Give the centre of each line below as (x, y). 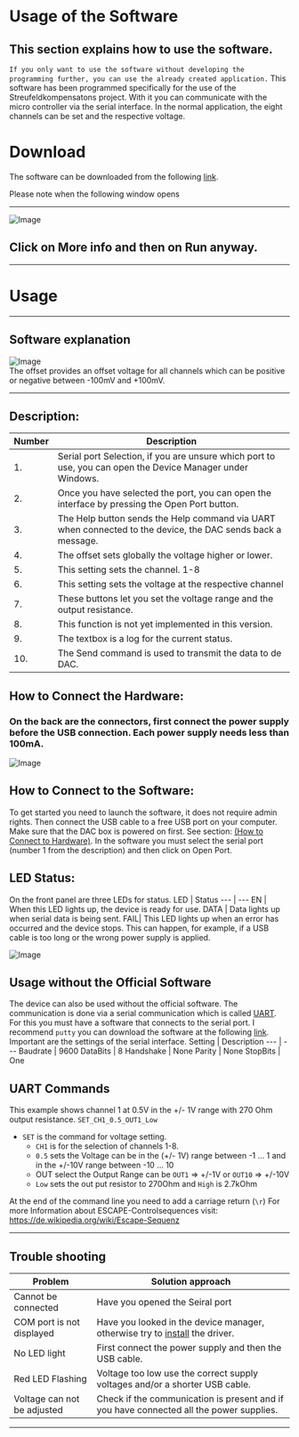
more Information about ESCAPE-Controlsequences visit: (113, 1211)
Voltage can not (47, 1399)
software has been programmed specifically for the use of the (123, 88)
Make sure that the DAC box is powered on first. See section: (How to (137, 831)
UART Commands (60, 1089)
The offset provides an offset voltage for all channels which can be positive (147, 370)
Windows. (78, 479)
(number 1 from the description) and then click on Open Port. (121, 850)
